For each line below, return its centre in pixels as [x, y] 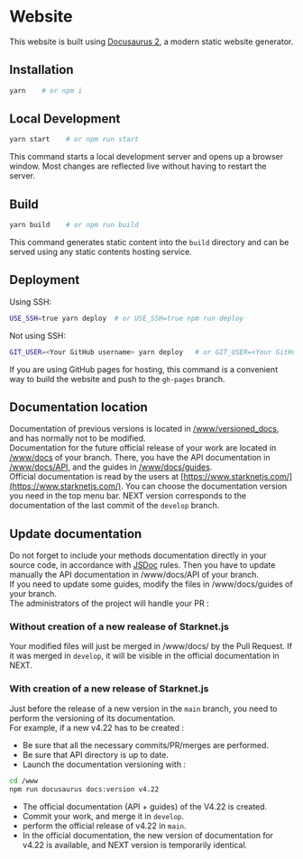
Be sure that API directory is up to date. [96, 754]
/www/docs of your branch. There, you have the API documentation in [140, 458]
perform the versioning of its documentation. [92, 717]
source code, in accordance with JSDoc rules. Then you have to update [142, 565]
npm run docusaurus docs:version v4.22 [84, 789]
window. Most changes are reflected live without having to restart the [138, 166]
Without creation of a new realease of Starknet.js [119, 626]
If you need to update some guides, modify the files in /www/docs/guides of [151, 584]
